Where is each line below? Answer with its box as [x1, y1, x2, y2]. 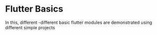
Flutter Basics [5, 3, 64, 15]
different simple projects [5, 24, 56, 30]
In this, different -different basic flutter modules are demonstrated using [5, 19, 153, 25]
